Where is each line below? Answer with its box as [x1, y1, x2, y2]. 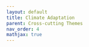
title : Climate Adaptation [6, 15, 75, 21]
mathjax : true [6, 32, 43, 38]
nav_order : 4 [6, 26, 40, 32]
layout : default [6, 9, 48, 15]
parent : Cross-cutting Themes [6, 20, 84, 26]
